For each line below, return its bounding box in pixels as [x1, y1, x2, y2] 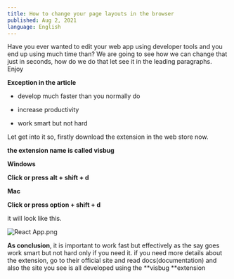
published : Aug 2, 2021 [7, 17, 77, 24]
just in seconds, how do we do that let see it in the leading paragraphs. [7, 57, 212, 66]
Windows [7, 160, 36, 168]
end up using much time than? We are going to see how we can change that [7, 50, 228, 58]
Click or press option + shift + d [7, 200, 100, 209]
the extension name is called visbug [7, 147, 115, 155]
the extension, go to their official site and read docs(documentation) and [7, 257, 217, 265]
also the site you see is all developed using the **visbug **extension [7, 264, 206, 272]
